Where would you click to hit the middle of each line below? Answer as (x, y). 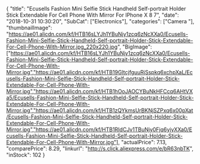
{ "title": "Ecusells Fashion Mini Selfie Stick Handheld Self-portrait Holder (96, 9)
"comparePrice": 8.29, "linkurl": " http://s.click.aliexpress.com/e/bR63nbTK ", (100, 148)
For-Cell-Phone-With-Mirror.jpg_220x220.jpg (62, 47)
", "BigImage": (135, 47)
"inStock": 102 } (26, 155)
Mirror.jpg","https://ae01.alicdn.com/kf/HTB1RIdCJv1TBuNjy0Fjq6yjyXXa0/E (99, 129)
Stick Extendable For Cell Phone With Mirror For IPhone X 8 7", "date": (93, 15)
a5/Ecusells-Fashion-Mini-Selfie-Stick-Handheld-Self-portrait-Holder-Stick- (100, 98)
